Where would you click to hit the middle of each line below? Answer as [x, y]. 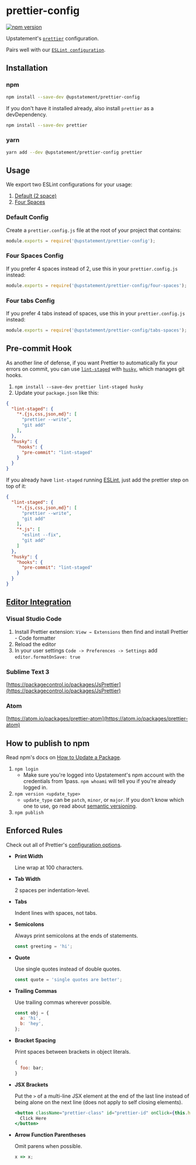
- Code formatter [35, 638]
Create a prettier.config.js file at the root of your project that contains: [94, 230]
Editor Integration [39, 602]
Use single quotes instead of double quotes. [68, 969]
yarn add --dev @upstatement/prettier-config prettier [74, 152]
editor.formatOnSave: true [47, 657]
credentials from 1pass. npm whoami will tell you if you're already [99, 781]
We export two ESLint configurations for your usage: [69, 185]
